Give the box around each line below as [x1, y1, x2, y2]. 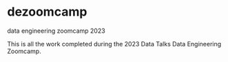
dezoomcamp [7, 4, 87, 20]
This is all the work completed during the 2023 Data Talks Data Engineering [7, 40, 222, 48]
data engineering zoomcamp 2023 [7, 27, 105, 35]
